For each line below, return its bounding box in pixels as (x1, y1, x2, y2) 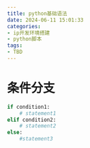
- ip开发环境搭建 (7, 29, 50, 36)
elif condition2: (7, 116, 57, 123)
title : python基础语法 (7, 10, 67, 17)
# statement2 (19, 123, 57, 129)
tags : (7, 42, 22, 49)
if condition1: (7, 103, 50, 110)
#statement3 (19, 136, 53, 142)
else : (7, 129, 22, 136)
